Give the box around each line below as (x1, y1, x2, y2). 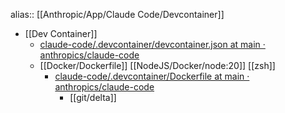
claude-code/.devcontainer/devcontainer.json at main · (39, 39, 266, 50)
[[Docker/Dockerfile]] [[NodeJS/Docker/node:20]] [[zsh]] (39, 60, 276, 71)
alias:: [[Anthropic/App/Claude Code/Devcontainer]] (10, 9, 225, 20)
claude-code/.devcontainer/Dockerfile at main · (54, 70, 250, 82)
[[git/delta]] (69, 92, 117, 103)
